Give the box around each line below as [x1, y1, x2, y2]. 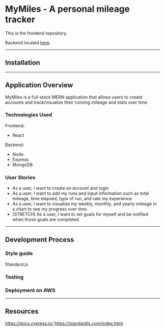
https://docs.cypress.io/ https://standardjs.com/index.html [5, 320, 123, 326]
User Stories [5, 174, 36, 181]
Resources [5, 307, 39, 316]
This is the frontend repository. [5, 30, 68, 36]
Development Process [5, 235, 75, 244]
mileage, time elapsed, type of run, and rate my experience [12, 196, 132, 202]
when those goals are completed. [12, 216, 80, 222]
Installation [5, 59, 40, 67]
